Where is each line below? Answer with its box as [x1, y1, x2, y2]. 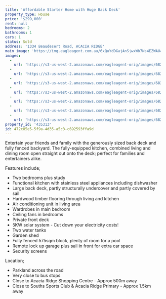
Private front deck [12, 217, 49, 223]
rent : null [5, 21, 28, 26]
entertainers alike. [5, 156, 42, 162]
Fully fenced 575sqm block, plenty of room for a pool [12, 238, 121, 244]
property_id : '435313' [5, 122, 52, 127]
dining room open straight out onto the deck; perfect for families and [5, 150, 145, 156]
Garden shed [12, 232, 39, 238]
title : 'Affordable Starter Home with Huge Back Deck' [5, 7, 121, 12]
